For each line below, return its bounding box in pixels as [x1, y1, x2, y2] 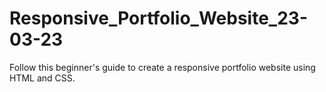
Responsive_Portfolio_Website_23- [9, 7, 308, 30]
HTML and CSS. [9, 72, 76, 84]
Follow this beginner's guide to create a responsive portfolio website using [9, 61, 316, 73]
